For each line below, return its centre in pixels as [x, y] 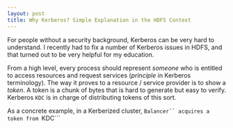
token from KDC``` [34, 118]
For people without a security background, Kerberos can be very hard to [111, 39]
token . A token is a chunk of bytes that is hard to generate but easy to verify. [117, 90]
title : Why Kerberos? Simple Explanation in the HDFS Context [99, 20]
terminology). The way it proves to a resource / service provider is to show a [116, 82]
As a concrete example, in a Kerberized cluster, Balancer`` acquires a [109, 111]
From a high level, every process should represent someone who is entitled [115, 68]
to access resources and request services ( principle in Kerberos [99, 75]
